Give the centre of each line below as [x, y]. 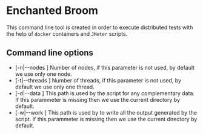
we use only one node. [43, 74]
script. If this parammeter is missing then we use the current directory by [106, 119]
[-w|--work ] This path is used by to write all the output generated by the [106, 112]
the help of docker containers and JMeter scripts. [67, 33]
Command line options [50, 53]
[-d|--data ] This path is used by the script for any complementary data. [105, 93]
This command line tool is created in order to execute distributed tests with [100, 27]
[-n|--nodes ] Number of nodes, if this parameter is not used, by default [105, 67]
